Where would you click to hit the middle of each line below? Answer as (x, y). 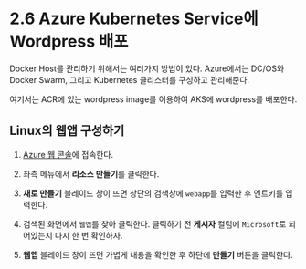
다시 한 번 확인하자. (89, 235)
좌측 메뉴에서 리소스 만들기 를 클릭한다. (91, 173)
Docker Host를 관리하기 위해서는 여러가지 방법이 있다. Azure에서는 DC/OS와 (147, 68)
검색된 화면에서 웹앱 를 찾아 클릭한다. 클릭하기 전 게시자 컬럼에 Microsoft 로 (154, 223)
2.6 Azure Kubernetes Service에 (134, 19)
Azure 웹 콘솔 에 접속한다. (68, 154)
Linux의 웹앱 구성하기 (67, 131)
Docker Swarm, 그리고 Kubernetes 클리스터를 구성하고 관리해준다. (129, 79)
